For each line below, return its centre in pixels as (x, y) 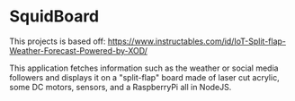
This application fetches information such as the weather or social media (144, 68)
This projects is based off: (58, 41)
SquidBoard (54, 17)
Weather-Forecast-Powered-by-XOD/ (79, 50)
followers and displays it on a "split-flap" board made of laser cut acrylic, (145, 77)
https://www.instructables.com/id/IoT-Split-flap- (197, 41)
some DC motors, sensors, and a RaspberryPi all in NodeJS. (121, 87)
